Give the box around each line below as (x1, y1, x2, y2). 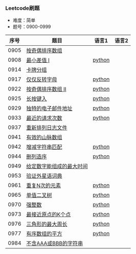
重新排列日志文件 (26, 124, 67, 132)
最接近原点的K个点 (26, 211, 71, 218)
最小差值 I (26, 57, 50, 64)
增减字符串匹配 (26, 143, 62, 151)
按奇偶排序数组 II (26, 86, 66, 93)
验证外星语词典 (26, 172, 62, 179)
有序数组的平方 (26, 230, 62, 238)
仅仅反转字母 (26, 76, 57, 83)
